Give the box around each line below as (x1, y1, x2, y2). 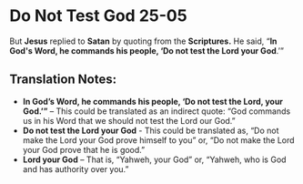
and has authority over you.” (22, 163, 129, 174)
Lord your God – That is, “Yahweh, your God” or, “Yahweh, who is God (22, 154, 287, 165)
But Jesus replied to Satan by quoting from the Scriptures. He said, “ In (9, 36, 278, 46)
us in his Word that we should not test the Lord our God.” (22, 115, 237, 126)
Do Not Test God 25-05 (9, 5, 188, 26)
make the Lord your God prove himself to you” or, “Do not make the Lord (22, 134, 295, 146)
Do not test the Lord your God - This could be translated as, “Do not (22, 125, 279, 136)
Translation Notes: (9, 72, 116, 87)
